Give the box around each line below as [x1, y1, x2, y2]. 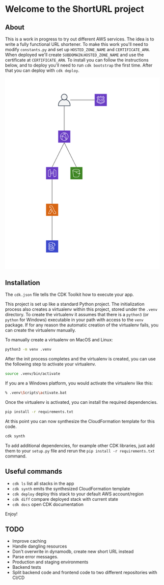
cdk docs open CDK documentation [12, 501, 84, 507]
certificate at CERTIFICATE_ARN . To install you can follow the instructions [5, 57, 149, 63]
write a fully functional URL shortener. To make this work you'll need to [5, 41, 148, 47]
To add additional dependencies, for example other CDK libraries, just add [5, 442, 155, 449]
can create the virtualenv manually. [5, 327, 76, 333]
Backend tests [12, 564, 41, 570]
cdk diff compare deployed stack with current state [12, 496, 118, 502]
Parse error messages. [12, 554, 58, 560]
